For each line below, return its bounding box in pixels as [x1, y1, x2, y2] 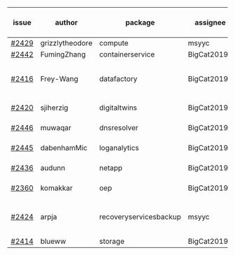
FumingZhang [40, 50, 86, 59]
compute [99, 38, 129, 48]
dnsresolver [99, 123, 138, 132]
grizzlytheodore [40, 38, 93, 48]
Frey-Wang [40, 74, 78, 83]
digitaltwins [99, 103, 138, 112]
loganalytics [99, 143, 140, 152]
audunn [40, 163, 66, 173]
